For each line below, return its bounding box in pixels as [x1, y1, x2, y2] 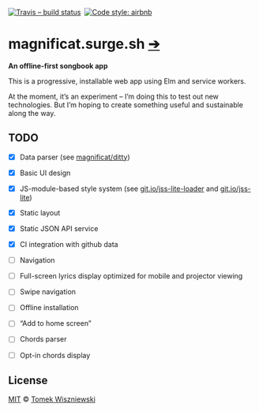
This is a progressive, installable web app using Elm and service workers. [8, 76, 246, 86]
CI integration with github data [19, 240, 118, 249]
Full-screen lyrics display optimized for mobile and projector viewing [19, 271, 243, 281]
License [8, 373, 48, 387]
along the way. [8, 108, 56, 118]
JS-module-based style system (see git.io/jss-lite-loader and [19, 184, 219, 193]
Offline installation [19, 303, 79, 312]
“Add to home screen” [19, 319, 92, 328]
